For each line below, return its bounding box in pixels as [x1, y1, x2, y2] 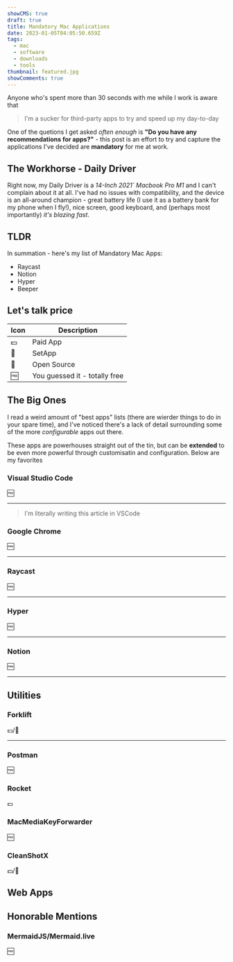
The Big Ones [7, 395, 67, 406]
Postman [7, 750, 38, 759]
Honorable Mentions [7, 910, 98, 922]
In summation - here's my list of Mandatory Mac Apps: [7, 249, 163, 257]
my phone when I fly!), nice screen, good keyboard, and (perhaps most [7, 203, 210, 212]
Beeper [17, 285, 39, 293]
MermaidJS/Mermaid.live [7, 931, 96, 940]
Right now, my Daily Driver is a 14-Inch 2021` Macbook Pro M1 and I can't [7, 181, 216, 189]
